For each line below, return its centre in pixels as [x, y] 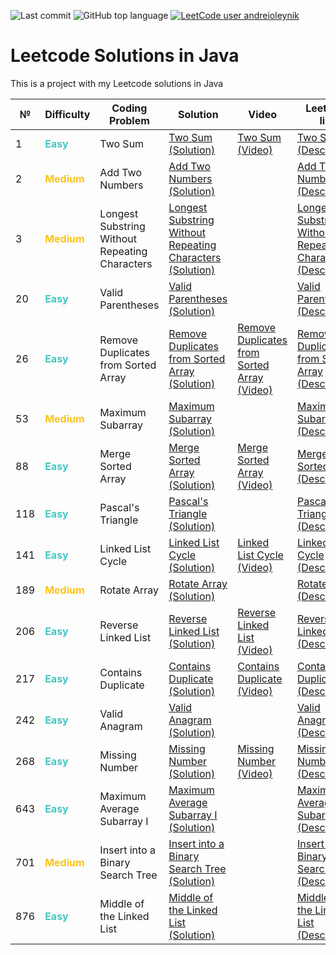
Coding [129, 108]
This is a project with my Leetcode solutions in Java [117, 83]
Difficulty [67, 114]
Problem [129, 120]
